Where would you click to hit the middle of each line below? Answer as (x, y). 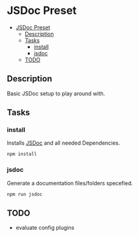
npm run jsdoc (25, 194)
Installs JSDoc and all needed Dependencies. (63, 143)
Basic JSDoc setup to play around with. (56, 93)
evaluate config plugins (45, 228)
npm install (22, 154)
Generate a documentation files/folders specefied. (70, 183)
